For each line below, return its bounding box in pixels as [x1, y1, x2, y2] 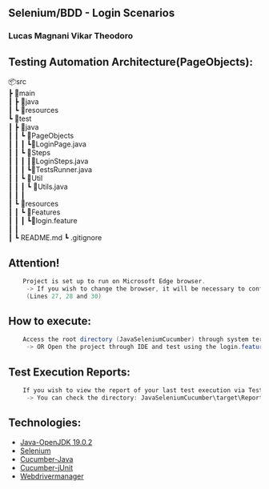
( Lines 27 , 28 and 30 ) [26, 292, 102, 300]
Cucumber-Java [19, 454, 74, 463]
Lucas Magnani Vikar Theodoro [8, 30, 134, 42]
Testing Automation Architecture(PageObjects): [8, 55, 254, 69]
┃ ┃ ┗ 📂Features [8, 207, 61, 217]
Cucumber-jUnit [19, 463, 74, 472]
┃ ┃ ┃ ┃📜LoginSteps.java [8, 156, 89, 166]
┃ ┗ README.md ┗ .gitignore [8, 233, 102, 242]
